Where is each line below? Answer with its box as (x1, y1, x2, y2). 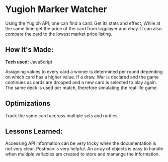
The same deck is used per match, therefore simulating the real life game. (5, 85, 158, 91)
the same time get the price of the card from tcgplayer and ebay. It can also (5, 25, 162, 31)
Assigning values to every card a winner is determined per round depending (5, 68, 163, 74)
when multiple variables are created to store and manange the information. (5, 151, 160, 157)
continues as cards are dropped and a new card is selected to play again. (5, 79, 157, 85)
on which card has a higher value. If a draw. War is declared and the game (5, 74, 159, 80)
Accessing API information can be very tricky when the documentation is (5, 140, 156, 146)
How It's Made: (5, 45, 54, 54)
